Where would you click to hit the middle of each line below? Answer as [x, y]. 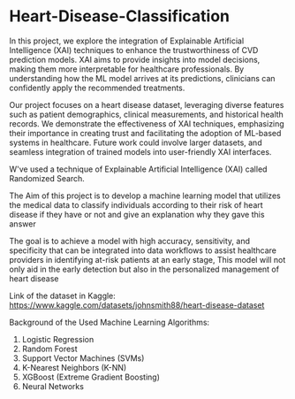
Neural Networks [53, 386]
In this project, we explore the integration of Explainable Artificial [127, 41]
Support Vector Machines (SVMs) [83, 358]
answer [23, 224]
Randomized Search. [47, 178]
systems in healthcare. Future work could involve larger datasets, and [136, 142]
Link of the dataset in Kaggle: [63, 295]
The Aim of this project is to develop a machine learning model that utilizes [145, 196]
